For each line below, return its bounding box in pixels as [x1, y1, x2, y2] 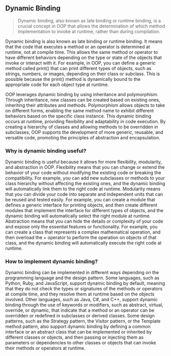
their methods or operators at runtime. [5, 345, 85, 351]
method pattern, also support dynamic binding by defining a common [5, 323, 151, 330]
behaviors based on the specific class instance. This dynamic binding [5, 113, 152, 119]
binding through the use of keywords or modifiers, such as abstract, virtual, [5, 302, 163, 308]
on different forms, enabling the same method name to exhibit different [5, 107, 154, 113]
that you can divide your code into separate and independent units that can [5, 191, 163, 197]
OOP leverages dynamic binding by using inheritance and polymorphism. [5, 91, 159, 97]
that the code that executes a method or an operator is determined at [5, 43, 150, 50]
